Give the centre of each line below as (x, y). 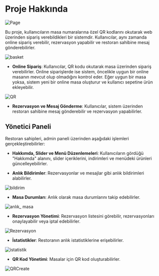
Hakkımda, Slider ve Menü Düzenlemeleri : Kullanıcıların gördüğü (78, 153)
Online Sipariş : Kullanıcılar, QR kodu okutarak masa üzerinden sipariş (82, 66)
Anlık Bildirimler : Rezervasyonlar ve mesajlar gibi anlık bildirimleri (78, 173)
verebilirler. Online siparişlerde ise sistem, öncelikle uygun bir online (80, 71)
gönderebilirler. (20, 47)
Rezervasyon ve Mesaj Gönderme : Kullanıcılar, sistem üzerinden (77, 106)
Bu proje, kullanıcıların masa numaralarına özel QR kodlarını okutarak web (79, 32)
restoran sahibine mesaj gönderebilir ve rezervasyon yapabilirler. (77, 111)
